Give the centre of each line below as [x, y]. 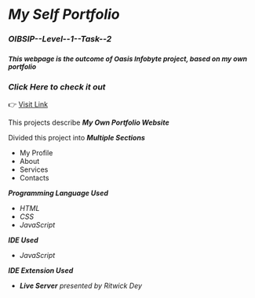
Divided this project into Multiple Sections [76, 138]
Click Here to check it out [57, 86]
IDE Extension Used [41, 271]
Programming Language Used [58, 193]
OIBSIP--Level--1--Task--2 [60, 39]
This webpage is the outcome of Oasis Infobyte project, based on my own [128, 59]
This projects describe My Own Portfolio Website [89, 122]
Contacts [34, 178]
